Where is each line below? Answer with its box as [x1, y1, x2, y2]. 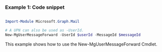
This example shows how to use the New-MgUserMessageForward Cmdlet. [5, 41, 158, 47]
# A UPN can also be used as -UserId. [5, 28, 84, 33]
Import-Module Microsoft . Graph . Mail [5, 19, 80, 24]
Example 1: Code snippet [5, 4, 65, 11]
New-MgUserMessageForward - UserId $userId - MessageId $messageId [5, 33, 141, 37]
